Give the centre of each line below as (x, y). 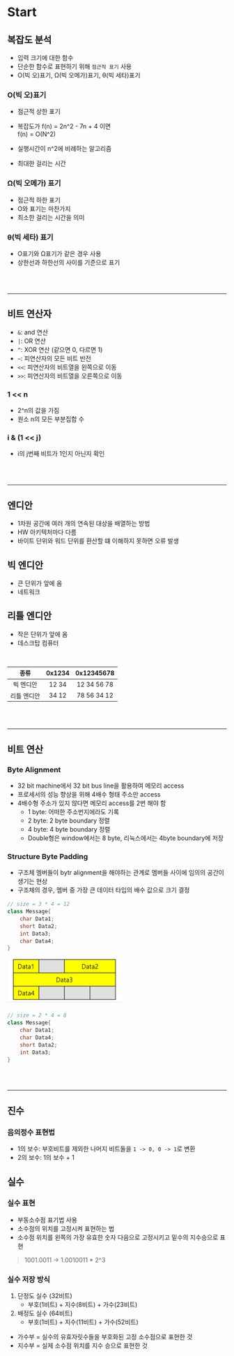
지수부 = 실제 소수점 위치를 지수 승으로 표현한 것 (83, 1346)
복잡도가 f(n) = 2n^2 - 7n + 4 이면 (64, 126)
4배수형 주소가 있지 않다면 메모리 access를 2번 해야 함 (92, 803)
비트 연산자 (30, 314)
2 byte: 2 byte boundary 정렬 (69, 820)
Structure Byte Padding (48, 856)
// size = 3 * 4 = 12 (39, 904)
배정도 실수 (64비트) (45, 1313)
